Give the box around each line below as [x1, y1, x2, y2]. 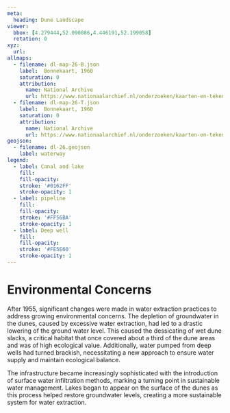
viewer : [7, 23, 29, 29]
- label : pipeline [13, 195, 66, 202]
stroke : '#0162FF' [19, 182, 72, 189]
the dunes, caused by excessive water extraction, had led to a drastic [7, 319, 203, 327]
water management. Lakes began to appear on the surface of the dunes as [7, 383, 218, 392]
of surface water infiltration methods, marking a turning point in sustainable [7, 376, 220, 384]
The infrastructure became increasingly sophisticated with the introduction [7, 368, 218, 377]
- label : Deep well [13, 227, 69, 234]
